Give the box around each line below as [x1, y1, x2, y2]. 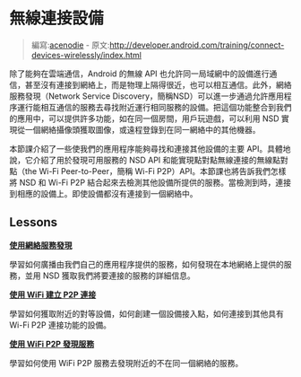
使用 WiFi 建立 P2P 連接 [9, 289, 97, 300]
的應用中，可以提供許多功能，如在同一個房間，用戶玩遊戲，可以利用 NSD [9, 113, 279, 124]
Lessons [9, 215, 58, 230]
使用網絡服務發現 [9, 240, 73, 250]
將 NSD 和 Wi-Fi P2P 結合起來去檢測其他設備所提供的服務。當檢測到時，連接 [9, 177, 292, 188]
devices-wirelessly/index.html [30, 49, 142, 60]
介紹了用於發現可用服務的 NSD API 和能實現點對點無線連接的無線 [32, 154, 273, 165]
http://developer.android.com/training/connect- [109, 39, 285, 50]
